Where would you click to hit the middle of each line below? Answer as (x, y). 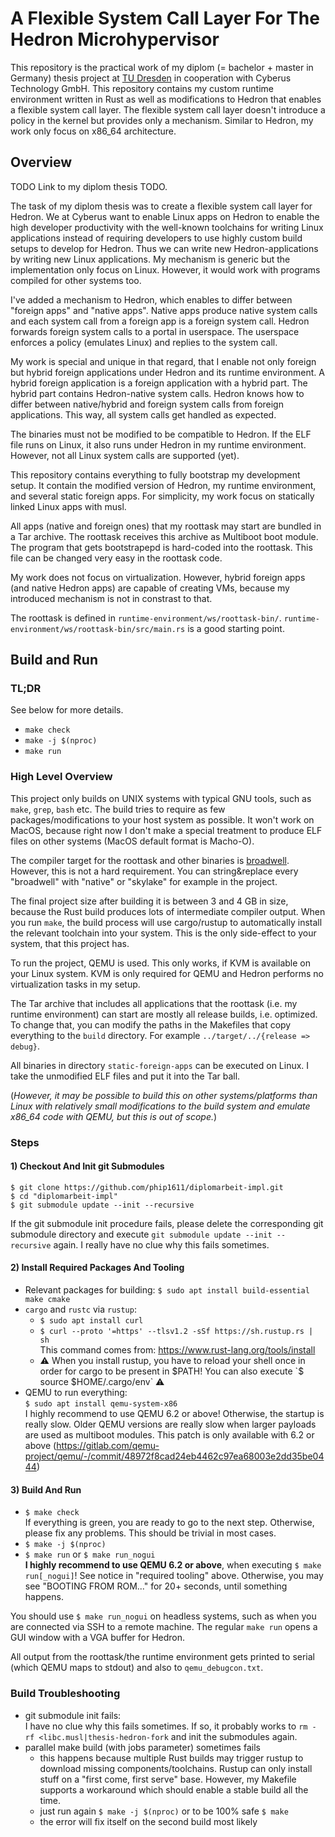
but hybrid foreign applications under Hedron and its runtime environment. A (167, 372)
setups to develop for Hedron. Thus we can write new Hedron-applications (164, 248)
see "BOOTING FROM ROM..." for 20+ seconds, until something (156, 1586)
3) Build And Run (46, 1489)
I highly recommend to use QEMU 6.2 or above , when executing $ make (173, 1565)
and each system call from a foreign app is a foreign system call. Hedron (160, 321)
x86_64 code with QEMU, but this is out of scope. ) (114, 1116)
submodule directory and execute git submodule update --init (141, 1234)
